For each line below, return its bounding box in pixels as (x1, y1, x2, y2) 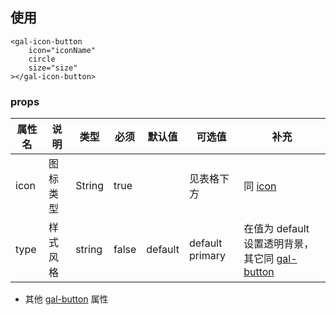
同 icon (243, 179, 277, 193)
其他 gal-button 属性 (24, 293, 109, 305)
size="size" (28, 63, 78, 73)
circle (28, 54, 56, 64)
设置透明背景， (243, 237, 315, 251)
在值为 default (243, 222, 310, 236)
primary (188, 249, 226, 263)
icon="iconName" (28, 45, 97, 55)
